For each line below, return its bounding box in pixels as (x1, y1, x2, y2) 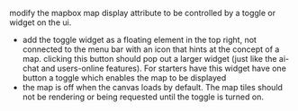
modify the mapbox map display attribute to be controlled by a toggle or (9, 8, 276, 18)
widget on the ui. (9, 17, 72, 28)
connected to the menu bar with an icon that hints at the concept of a (22, 44, 280, 55)
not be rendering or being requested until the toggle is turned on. (22, 91, 264, 102)
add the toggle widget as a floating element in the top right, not (22, 35, 257, 45)
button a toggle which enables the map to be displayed (22, 73, 227, 83)
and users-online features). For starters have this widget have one (41, 63, 286, 73)
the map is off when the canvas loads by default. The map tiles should (22, 82, 284, 92)
